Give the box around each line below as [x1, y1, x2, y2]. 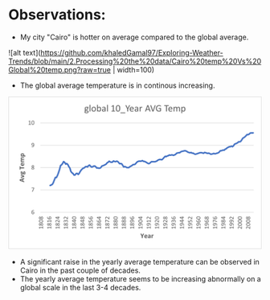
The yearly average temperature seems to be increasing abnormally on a [19, 273, 261, 283]
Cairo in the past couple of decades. [19, 265, 141, 275]
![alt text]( [8, 47, 42, 57]
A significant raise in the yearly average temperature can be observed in [19, 257, 260, 266]
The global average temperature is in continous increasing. [19, 80, 215, 90]
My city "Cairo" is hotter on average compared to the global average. [19, 32, 249, 42]
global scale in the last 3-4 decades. [19, 282, 141, 292]
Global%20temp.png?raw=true [8, 64, 111, 74]
